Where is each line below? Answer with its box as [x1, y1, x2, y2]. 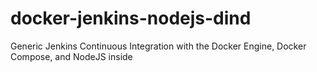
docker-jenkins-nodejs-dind [10, 7, 252, 30]
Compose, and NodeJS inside [10, 50, 133, 62]
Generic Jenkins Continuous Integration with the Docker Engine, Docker [10, 40, 307, 52]
